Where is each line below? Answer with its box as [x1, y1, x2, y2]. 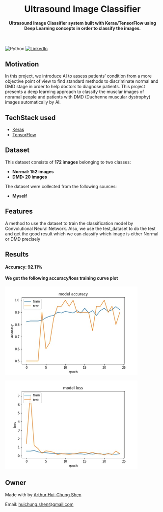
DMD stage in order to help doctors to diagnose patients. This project [5, 84, 146, 90]
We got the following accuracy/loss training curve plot [5, 275, 118, 281]
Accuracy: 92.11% [5, 264, 43, 270]
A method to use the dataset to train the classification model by [5, 220, 134, 226]
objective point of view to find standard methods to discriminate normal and [5, 78, 159, 84]
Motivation [5, 60, 39, 68]
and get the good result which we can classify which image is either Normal [5, 230, 159, 237]
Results [5, 250, 29, 259]
